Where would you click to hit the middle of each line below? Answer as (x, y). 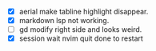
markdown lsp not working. (64, 21)
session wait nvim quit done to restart (81, 38)
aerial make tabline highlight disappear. (84, 12)
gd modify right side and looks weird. (80, 29)
